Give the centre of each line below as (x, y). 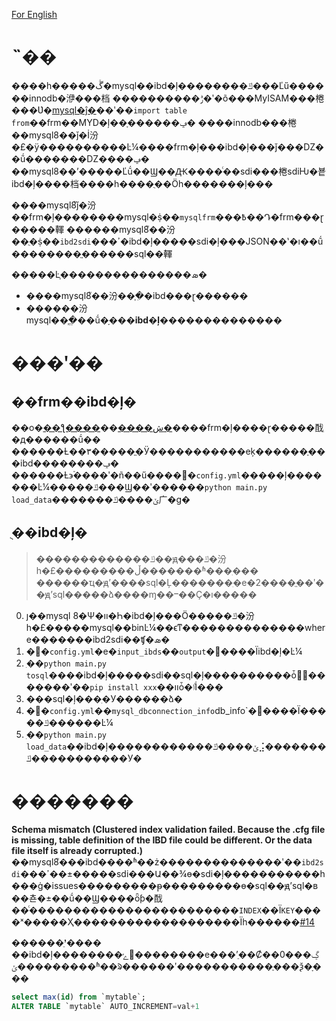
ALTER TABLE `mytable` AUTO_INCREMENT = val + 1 (105, 1006)
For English (34, 14)
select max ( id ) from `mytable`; (78, 997)
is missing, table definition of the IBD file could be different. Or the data (162, 840)
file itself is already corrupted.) (77, 850)
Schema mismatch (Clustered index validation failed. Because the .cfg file (168, 829)
